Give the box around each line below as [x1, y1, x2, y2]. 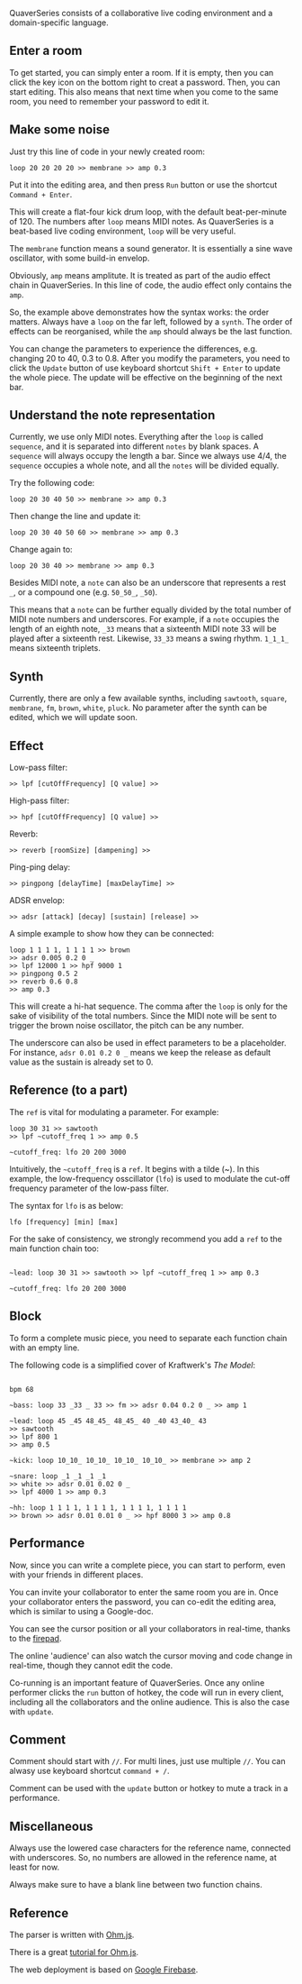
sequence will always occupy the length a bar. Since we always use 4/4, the [9, 451, 288, 462]
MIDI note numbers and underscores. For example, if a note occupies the [9, 614, 280, 625]
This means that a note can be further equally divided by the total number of [9, 604, 292, 616]
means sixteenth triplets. [9, 643, 101, 654]
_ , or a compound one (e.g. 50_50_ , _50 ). [9, 587, 158, 598]
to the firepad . [9, 1632, 62, 1643]
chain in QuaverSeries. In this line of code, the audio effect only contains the [9, 279, 292, 290]
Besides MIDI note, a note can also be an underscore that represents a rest [9, 577, 287, 589]
